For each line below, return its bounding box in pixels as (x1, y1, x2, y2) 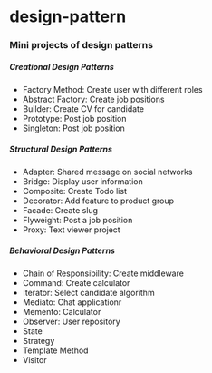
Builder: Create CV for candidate (22, 103, 145, 114)
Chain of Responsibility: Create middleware (22, 268, 184, 279)
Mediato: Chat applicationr (22, 297, 122, 308)
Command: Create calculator (22, 278, 130, 289)
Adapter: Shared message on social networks (22, 166, 193, 178)
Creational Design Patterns (9, 61, 115, 72)
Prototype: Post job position (22, 113, 127, 124)
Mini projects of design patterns (9, 39, 154, 52)
